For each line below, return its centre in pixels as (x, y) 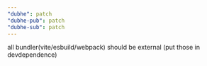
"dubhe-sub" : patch (36, 27)
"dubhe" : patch (30, 14)
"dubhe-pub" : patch (36, 21)
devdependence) (32, 55)
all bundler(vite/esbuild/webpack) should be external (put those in (104, 48)
